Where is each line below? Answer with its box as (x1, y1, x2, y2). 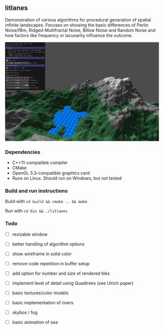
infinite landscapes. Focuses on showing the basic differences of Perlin (5, 22, 149, 28)
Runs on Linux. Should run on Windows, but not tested (12, 175, 122, 181)
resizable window (12, 231, 48, 237)
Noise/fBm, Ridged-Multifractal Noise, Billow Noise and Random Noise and (5, 27, 156, 33)
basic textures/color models (12, 290, 69, 296)
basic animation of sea (12, 319, 58, 325)
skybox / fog (12, 309, 38, 315)
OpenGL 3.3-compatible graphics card (12, 170, 90, 176)
